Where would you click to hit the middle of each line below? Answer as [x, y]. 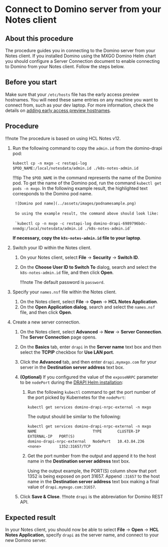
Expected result [31, 518]
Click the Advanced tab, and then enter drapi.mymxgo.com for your [88, 362]
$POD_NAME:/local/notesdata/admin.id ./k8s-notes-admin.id [75, 168]
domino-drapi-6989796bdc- [121, 224]
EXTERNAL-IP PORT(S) [51, 436]
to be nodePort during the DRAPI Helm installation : [72, 382]
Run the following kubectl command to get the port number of [92, 392]
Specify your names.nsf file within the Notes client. [64, 292]
